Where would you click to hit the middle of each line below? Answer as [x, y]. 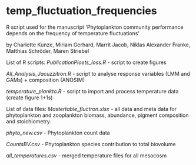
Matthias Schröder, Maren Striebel [48, 50]
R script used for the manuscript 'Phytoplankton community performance [95, 27]
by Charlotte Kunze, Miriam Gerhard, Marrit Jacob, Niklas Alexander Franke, [98, 45]
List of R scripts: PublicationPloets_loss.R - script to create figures [86, 62]
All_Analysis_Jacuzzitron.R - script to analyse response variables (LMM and [98, 73]
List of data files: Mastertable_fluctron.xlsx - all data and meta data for [92, 109]
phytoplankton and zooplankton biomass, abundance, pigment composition [98, 115]
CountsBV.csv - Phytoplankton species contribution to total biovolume [91, 144]
